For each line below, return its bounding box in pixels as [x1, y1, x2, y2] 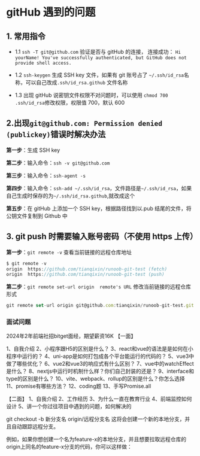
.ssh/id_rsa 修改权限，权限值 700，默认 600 [14, 99, 125, 106]
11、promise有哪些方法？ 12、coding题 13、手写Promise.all [6, 382, 151, 390]
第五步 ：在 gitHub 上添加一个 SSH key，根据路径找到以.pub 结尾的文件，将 [6, 205, 192, 212]
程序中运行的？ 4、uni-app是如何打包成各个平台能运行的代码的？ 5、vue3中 [6, 352, 195, 360]
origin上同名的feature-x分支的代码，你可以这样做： [6, 443, 133, 451]
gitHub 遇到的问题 [6, 5, 96, 19]
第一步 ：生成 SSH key [6, 146, 60, 153]
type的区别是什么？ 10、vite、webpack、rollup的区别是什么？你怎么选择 [6, 375, 186, 382]
